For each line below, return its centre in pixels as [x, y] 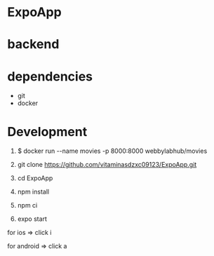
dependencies [50, 76]
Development [47, 132]
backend [33, 45]
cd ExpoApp [35, 178]
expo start [32, 219]
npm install [33, 192]
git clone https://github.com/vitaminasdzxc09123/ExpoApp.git [107, 165]
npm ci [27, 206]
